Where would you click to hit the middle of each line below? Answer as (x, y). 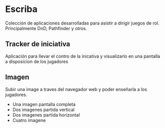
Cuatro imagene (29, 120)
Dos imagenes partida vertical (43, 109)
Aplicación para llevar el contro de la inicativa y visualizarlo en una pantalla (83, 56)
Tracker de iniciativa (38, 44)
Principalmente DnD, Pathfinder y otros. (46, 28)
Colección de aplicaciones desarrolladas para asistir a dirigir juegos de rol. (82, 23)
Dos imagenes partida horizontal (46, 115)
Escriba (21, 9)
